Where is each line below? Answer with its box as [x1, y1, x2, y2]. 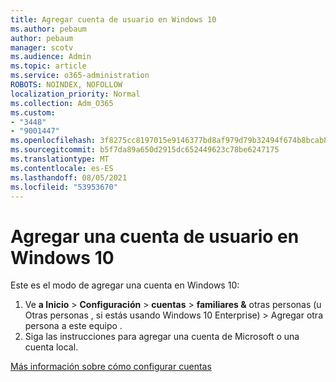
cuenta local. [24, 341, 79, 353]
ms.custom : [10, 107, 56, 118]
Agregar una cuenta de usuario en [10, 225, 300, 248]
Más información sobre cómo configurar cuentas [10, 361, 212, 373]
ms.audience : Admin [10, 52, 92, 62]
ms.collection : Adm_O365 [10, 98, 114, 108]
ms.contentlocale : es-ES [10, 163, 114, 173]
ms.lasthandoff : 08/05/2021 [10, 172, 128, 183]
